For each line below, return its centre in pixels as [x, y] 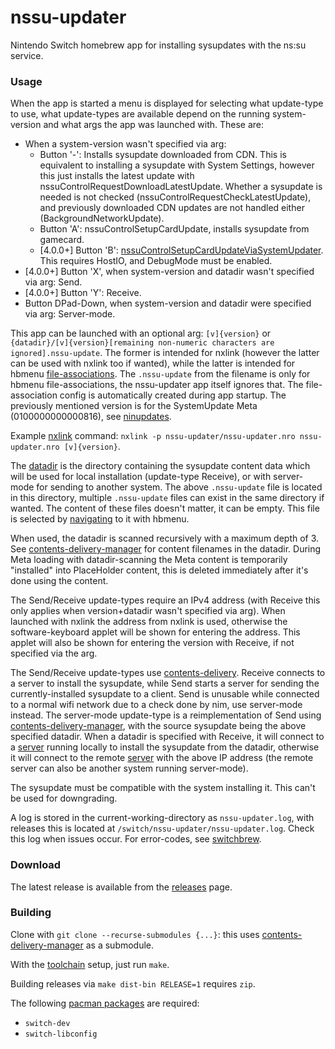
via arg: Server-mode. [70, 314]
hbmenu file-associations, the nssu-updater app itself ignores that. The [157, 385]
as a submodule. [120, 945]
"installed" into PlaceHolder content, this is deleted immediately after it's [159, 570]
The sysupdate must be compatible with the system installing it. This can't [163, 788]
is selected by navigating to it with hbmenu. [100, 519]
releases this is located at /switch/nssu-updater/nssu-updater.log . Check [162, 828]
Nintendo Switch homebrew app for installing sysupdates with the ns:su [158, 45]
